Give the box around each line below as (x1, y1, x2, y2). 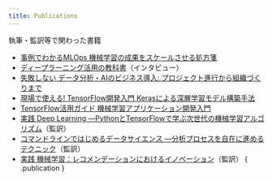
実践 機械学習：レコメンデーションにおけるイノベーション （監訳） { (19, 153, 249, 163)
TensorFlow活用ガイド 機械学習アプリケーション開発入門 (19, 103, 211, 113)
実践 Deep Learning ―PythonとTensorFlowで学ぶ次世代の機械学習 (19, 113, 244, 123)
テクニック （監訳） (19, 144, 85, 153)
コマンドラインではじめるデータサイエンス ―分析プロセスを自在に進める (19, 133, 265, 143)
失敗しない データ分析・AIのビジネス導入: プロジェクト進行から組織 (19, 72, 248, 82)
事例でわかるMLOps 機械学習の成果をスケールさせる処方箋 (19, 52, 218, 62)
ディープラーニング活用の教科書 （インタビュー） (19, 62, 184, 72)
